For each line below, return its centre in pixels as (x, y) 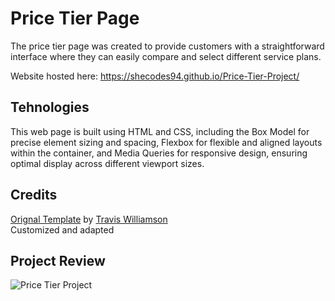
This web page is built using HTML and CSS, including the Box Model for (160, 131)
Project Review (58, 260)
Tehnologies (50, 107)
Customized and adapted (62, 229)
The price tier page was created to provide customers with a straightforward (167, 46)
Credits (34, 195)
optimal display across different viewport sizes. (107, 163)
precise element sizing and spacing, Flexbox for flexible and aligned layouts (166, 142)
